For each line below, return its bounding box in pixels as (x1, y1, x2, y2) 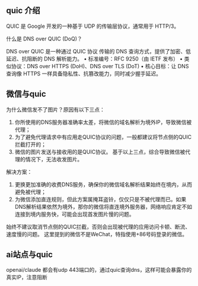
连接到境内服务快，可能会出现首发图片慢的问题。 (14, 210, 135, 218)
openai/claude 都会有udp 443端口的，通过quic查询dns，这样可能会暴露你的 (6, 266, 192, 274)
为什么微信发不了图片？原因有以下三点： (6, 106, 105, 113)
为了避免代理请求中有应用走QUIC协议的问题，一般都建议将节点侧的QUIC (14, 133, 192, 141)
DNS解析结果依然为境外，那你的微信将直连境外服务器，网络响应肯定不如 (14, 203, 193, 210)
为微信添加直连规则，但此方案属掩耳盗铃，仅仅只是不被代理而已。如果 (14, 195, 187, 203)
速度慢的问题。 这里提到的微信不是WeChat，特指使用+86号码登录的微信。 (6, 230, 188, 237)
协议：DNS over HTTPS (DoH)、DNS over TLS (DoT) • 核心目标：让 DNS (11, 62, 189, 69)
